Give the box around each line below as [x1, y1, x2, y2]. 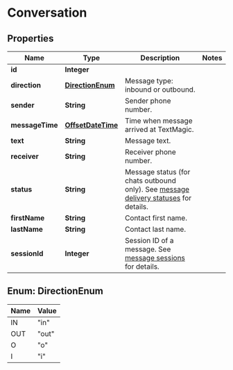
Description [140, 53, 180, 62]
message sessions [124, 253, 186, 262]
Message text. [124, 136, 171, 145]
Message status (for [124, 167, 191, 176]
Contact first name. [124, 213, 187, 223]
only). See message [124, 185, 189, 194]
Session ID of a [124, 236, 175, 245]
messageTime [10, 120, 58, 130]
